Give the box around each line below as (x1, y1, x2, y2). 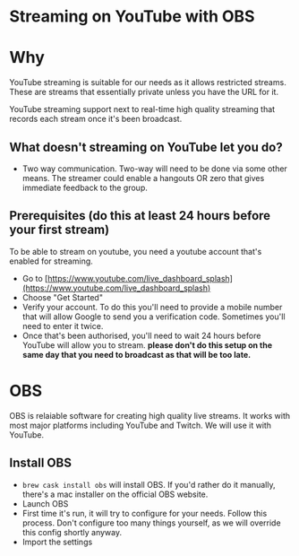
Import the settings (21, 536, 93, 547)
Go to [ (21, 273, 48, 283)
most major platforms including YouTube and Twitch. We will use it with (9, 420, 271, 430)
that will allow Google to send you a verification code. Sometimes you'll (21, 311, 286, 322)
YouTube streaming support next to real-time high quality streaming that (9, 104, 276, 115)
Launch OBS (21, 498, 69, 508)
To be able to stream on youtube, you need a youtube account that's (9, 246, 262, 256)
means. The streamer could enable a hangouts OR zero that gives (21, 172, 265, 183)
